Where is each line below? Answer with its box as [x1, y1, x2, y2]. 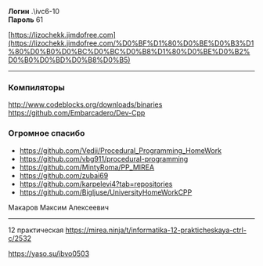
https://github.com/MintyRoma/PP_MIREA [19, 162, 155, 172]
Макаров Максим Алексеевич [8, 202, 110, 212]
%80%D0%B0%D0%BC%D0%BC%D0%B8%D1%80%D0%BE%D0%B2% [8, 47, 250, 56]
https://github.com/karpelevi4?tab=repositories [19, 179, 173, 188]
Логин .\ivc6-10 [8, 7, 60, 16]
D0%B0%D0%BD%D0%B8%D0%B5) [8, 55, 131, 64]
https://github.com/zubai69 [19, 170, 109, 180]
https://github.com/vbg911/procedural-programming [19, 154, 189, 163]
